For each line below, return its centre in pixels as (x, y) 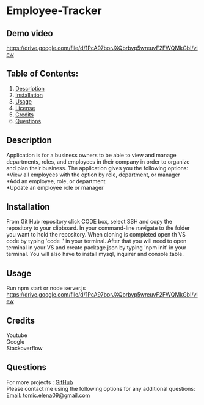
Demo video (30, 33)
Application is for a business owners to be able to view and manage (91, 155)
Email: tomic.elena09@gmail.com (48, 395)
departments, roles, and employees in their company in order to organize (98, 161)
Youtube (17, 335)
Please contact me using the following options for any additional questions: (101, 388)
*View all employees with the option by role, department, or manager (93, 175)
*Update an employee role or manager (55, 187)
